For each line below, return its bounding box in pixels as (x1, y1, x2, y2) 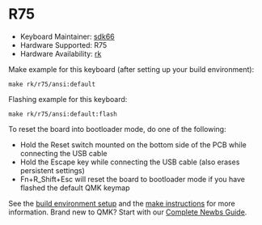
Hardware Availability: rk (19, 49, 102, 58)
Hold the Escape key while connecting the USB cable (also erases (19, 157, 240, 167)
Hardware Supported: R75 (19, 40, 108, 49)
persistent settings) (19, 165, 85, 175)
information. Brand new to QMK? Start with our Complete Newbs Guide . (8, 207, 247, 217)
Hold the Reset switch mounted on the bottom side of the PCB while (19, 139, 247, 150)
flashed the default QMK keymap (19, 183, 130, 193)
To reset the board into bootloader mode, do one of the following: (8, 124, 226, 134)
